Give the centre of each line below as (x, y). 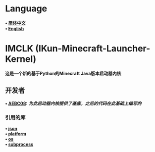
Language (26, 9)
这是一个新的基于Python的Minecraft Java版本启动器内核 (63, 73)
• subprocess (19, 144)
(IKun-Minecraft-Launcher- (93, 49)
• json (11, 128)
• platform (16, 134)
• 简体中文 (15, 23)
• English (15, 28)
